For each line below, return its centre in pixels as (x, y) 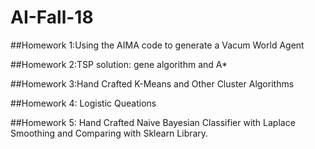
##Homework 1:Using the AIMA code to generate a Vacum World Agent (157, 45)
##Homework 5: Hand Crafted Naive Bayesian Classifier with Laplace (153, 122)
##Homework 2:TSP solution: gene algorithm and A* (119, 64)
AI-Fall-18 (52, 17)
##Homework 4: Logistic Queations (83, 103)
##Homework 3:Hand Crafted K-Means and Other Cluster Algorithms (152, 83)
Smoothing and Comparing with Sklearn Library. (109, 133)
